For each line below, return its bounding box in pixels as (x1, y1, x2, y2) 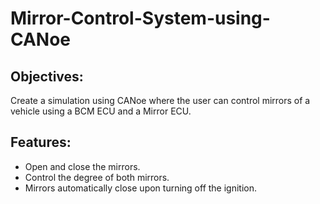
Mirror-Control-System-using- (10, 7, 271, 30)
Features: (10, 134, 72, 151)
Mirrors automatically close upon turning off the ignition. (24, 182, 258, 194)
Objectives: (10, 68, 84, 85)
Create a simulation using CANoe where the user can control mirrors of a (10, 95, 311, 106)
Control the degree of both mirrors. (24, 171, 170, 183)
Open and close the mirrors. (24, 160, 141, 172)
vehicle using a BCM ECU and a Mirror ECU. (10, 105, 192, 117)
